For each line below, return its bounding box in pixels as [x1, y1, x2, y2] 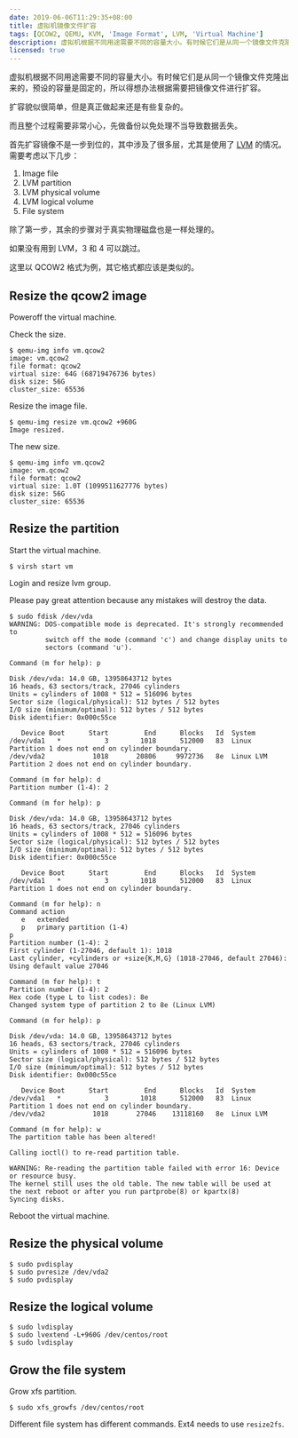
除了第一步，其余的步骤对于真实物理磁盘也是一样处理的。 [9, 224, 219, 235]
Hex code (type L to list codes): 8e [9, 992, 149, 1002]
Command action [9, 907, 66, 916]
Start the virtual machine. [9, 544, 102, 555]
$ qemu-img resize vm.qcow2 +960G [9, 417, 137, 426]
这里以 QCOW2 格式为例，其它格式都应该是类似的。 [9, 262, 200, 273]
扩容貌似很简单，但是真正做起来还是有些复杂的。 [9, 101, 188, 112]
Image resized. [9, 425, 66, 434]
